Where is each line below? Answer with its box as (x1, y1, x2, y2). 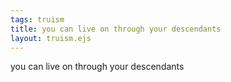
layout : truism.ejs (10, 33, 92, 43)
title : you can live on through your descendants (10, 24, 222, 34)
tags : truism (10, 14, 65, 25)
